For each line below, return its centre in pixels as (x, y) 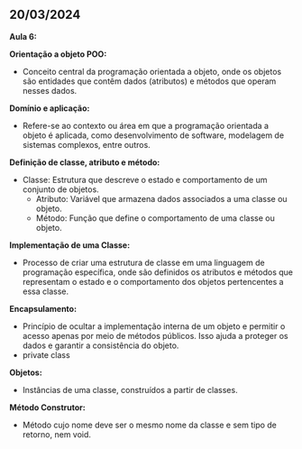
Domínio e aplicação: (50, 108)
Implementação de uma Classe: (70, 245)
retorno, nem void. (57, 434)
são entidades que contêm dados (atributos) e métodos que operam (149, 81)
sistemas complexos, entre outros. (86, 144)
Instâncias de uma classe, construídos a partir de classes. (130, 389)
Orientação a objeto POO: (58, 54)
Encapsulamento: (43, 308)
